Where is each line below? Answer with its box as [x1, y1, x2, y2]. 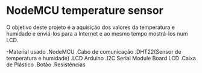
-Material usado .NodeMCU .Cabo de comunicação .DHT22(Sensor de [6, 48, 181, 55]
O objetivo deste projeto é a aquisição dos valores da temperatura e [6, 24, 175, 31]
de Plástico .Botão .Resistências [6, 61, 86, 68]
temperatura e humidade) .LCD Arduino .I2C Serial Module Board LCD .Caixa [6, 54, 196, 62]
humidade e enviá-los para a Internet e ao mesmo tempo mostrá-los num [6, 30, 188, 37]
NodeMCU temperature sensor [6, 4, 164, 17]
